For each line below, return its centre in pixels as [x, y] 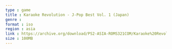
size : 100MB [19, 39]
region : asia [20, 29]
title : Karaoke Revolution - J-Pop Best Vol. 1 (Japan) [67, 15]
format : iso [19, 24]
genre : [14, 19]
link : [12, 34]
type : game [18, 10]
